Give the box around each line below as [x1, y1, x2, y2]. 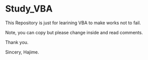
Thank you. [5, 39, 29, 45]
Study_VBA [5, 3, 53, 15]
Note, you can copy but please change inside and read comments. [5, 29, 143, 35]
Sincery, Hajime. [5, 49, 39, 55]
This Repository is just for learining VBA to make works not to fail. [5, 20, 141, 26]
